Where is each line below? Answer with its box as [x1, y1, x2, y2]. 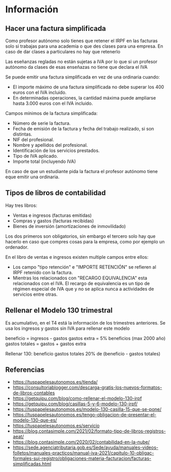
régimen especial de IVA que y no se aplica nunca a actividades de [12, 286, 155, 292]
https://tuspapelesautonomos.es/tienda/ [12, 379, 98, 385]
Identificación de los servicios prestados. [12, 147, 100, 154]
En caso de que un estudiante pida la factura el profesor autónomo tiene [5, 168, 158, 174]
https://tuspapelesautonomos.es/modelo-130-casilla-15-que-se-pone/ [12, 406, 162, 412]
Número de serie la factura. [12, 120, 71, 126]
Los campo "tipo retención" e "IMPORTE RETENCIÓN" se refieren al [12, 263, 156, 270]
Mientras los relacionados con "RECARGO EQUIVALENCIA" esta [12, 275, 147, 281]
